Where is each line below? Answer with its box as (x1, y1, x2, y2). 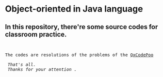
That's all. (7, 62, 36, 67)
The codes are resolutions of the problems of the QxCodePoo (5, 52, 154, 58)
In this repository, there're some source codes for (5, 23, 158, 31)
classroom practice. (5, 30, 67, 38)
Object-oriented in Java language (5, 3, 143, 15)
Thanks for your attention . (7, 67, 77, 72)
